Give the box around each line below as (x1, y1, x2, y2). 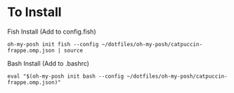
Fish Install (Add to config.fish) (7, 27, 96, 36)
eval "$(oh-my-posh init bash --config (7, 73, 124, 80)
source (63, 47, 83, 54)
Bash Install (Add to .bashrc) (7, 59, 90, 67)
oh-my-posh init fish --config (7, 41, 99, 48)
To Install (7, 4, 62, 20)
